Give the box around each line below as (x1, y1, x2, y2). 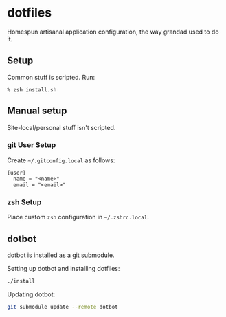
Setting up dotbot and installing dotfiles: (7, 264, 120, 272)
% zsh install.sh (7, 86, 57, 94)
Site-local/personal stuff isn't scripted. (7, 123, 116, 131)
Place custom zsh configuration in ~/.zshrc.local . (7, 213, 150, 221)
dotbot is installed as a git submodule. (7, 251, 115, 259)
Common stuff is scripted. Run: (7, 73, 95, 81)
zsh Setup (7, 197, 42, 207)
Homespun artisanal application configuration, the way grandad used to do (7, 28, 219, 36)
